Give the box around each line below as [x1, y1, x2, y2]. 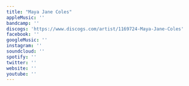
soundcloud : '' [6, 48, 45, 55]
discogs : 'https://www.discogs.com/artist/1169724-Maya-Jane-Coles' [6, 25, 184, 32]
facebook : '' [6, 31, 40, 38]
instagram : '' [6, 43, 43, 49]
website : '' [6, 65, 37, 71]
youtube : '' [6, 71, 37, 77]
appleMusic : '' [6, 15, 45, 21]
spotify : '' [6, 54, 37, 60]
